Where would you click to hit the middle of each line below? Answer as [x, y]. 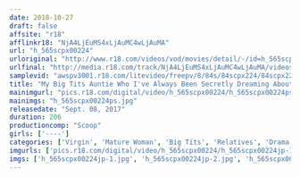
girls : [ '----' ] [39, 134]
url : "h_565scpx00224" [51, 51]
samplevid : [29, 76]
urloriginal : [33, 59]
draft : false [33, 26]
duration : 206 [36, 117]
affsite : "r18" [37, 34]
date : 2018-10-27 [42, 17]
